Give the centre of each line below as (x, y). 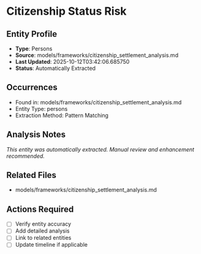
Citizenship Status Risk (66, 11)
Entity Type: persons (41, 109)
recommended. (25, 156)
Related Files (32, 175)
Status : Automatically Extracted (55, 68)
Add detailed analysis (42, 231)
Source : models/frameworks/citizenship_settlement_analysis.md (97, 55)
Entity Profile (32, 34)
